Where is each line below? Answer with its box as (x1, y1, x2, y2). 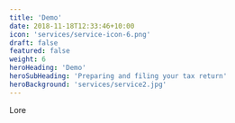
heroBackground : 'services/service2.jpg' (9, 80, 167, 89)
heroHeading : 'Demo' (9, 64, 87, 73)
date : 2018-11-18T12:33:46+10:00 (9, 22, 135, 31)
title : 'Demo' (9, 13, 63, 22)
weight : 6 (9, 55, 47, 64)
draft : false (9, 38, 59, 48)
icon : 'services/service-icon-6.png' (9, 30, 151, 39)
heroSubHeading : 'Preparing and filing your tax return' (9, 72, 228, 81)
